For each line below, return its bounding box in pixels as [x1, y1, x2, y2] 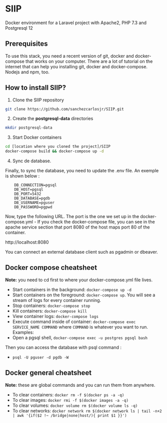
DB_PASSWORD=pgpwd [14, 204, 52, 210]
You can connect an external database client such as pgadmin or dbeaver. [5, 249, 158, 255]
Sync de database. [12, 158, 51, 164]
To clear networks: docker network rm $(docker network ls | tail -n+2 [12, 407, 162, 413]
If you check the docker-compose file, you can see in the [37, 219, 155, 225]
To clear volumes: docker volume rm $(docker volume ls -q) [12, 402, 138, 408]
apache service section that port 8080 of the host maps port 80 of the [5, 224, 150, 230]
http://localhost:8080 [5, 239, 49, 245]
